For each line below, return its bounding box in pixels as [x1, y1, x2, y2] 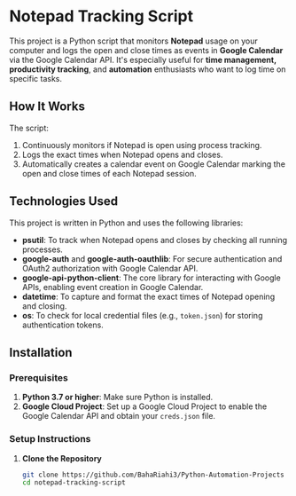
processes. [21, 244, 64, 255]
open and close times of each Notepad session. [21, 168, 197, 178]
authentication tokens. [21, 319, 104, 330]
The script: [9, 122, 49, 133]
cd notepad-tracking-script [21, 478, 126, 487]
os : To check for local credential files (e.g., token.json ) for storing [21, 310, 263, 320]
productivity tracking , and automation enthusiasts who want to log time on [9, 64, 286, 75]
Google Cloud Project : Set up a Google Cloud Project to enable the [21, 401, 268, 412]
